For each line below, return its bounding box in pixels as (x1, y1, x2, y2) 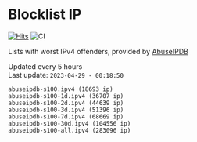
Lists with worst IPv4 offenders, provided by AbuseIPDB (8, 46, 189, 56)
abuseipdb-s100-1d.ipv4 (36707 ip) (8, 92, 124, 100)
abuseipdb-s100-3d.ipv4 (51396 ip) (8, 106, 124, 114)
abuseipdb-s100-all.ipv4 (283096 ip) (8, 126, 131, 134)
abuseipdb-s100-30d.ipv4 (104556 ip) (8, 119, 131, 127)
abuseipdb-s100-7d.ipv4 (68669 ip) (8, 112, 124, 121)
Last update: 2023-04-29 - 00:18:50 (8, 70, 124, 79)
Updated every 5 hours (8, 61, 83, 71)
